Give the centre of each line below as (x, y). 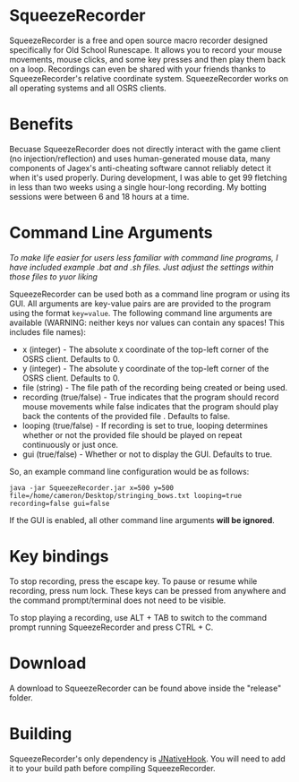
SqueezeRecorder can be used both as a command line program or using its (150, 294)
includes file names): (48, 331)
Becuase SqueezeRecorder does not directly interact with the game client (145, 149)
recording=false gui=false (60, 503)
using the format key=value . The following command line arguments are (141, 313)
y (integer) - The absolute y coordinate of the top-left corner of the (145, 368)
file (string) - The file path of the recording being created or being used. (155, 387)
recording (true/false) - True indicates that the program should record (150, 397)
